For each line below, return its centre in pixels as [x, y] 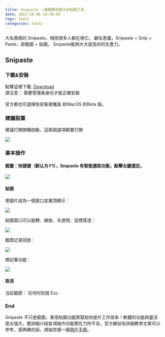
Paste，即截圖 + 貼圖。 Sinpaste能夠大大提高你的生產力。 [64, 44]
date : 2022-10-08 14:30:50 [33, 14]
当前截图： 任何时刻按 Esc [32, 293]
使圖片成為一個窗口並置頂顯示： [37, 201]
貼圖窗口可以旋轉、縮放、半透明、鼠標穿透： [50, 220]
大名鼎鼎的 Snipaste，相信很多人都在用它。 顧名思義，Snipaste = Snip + [78, 38]
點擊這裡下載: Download [30, 86]
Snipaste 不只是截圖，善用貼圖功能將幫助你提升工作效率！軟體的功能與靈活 [82, 317]
